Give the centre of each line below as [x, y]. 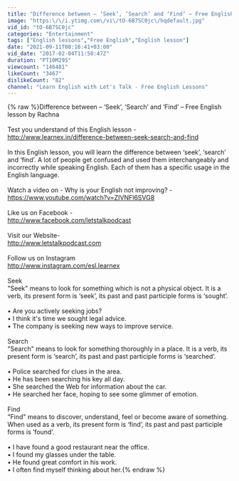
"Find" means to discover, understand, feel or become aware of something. [118, 417]
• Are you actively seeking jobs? [55, 311]
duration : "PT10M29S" [39, 60]
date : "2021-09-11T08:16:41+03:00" [60, 47]
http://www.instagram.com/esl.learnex [64, 266]
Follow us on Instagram [42, 258]
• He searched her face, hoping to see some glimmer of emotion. [103, 394]
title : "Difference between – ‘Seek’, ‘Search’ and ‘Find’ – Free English [121, 14]
